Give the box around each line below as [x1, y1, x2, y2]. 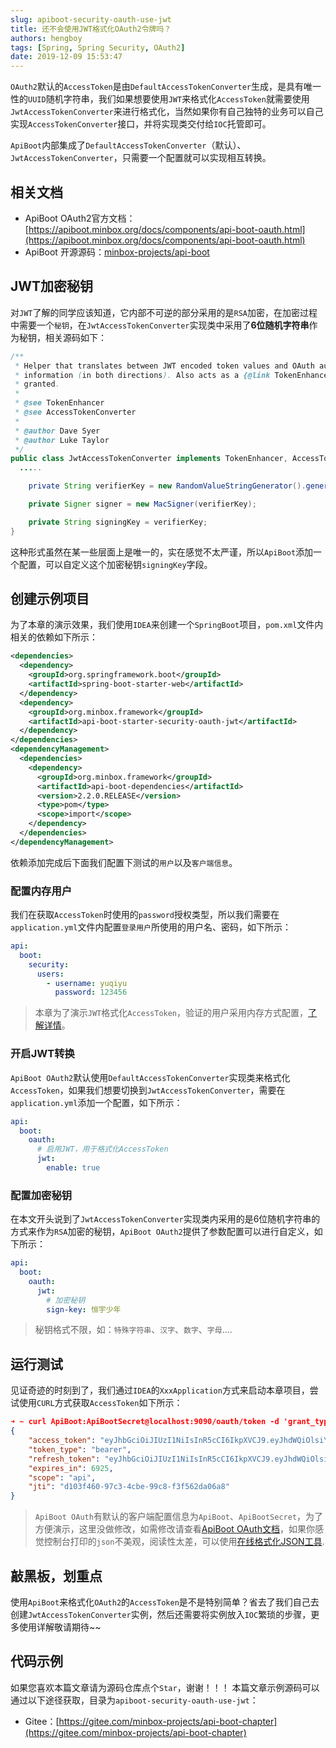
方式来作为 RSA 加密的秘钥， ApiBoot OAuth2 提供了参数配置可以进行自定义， [10, 1226, 315, 1238]
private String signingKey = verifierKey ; [28, 517, 208, 527]
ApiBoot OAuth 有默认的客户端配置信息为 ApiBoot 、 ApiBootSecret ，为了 [34, 1511, 324, 1523]
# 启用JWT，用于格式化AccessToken [36, 1144, 169, 1155]
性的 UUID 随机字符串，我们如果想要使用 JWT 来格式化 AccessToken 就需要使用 [10, 93, 310, 105]
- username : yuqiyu [46, 978, 128, 988]
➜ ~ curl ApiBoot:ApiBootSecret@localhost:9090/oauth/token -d [10, 1417, 280, 1427]
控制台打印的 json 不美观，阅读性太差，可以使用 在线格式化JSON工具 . [43, 1536, 325, 1548]
